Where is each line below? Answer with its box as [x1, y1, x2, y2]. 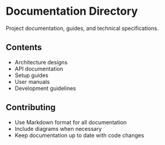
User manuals [14, 78, 50, 85]
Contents [6, 42, 42, 53]
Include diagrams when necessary [14, 125, 102, 132]
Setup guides [14, 72, 48, 79]
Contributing [6, 102, 56, 113]
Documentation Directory [6, 4, 139, 18]
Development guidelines [14, 84, 76, 92]
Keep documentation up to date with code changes [14, 132, 145, 139]
